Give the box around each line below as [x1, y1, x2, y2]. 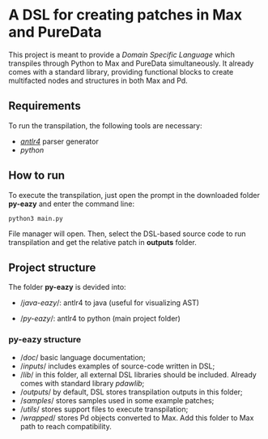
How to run [8, 169, 66, 183]
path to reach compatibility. [19, 421, 112, 431]
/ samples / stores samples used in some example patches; [19, 395, 215, 405]
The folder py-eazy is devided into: [8, 282, 127, 292]
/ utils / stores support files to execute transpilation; [19, 404, 189, 414]
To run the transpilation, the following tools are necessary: [8, 120, 202, 131]
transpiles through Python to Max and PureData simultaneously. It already [8, 58, 254, 68]
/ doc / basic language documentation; [19, 352, 146, 362]
